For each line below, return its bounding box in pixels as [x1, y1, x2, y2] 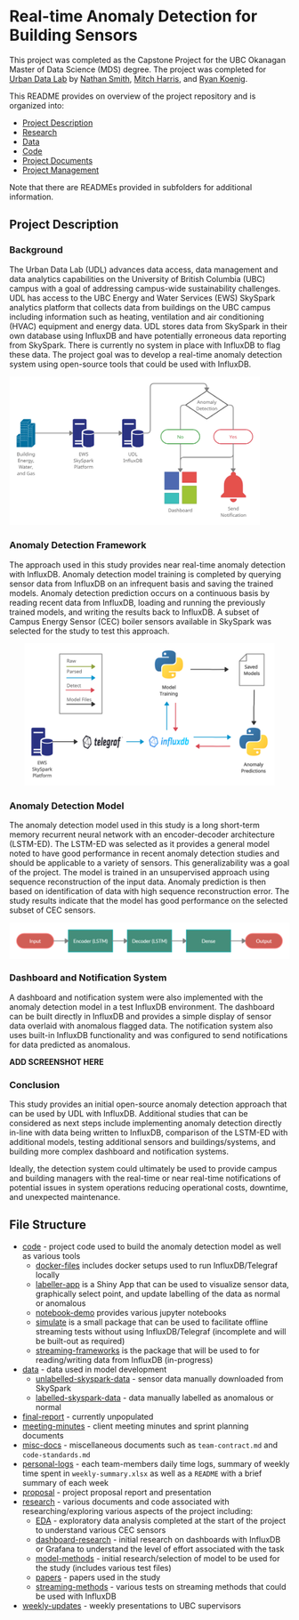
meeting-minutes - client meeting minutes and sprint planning [21, 1421, 249, 1431]
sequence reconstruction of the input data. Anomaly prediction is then [9, 876, 267, 887]
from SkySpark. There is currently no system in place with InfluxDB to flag [9, 340, 281, 351]
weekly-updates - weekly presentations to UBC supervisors [21, 1600, 242, 1611]
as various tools [21, 1250, 81, 1261]
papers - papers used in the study [35, 1572, 161, 1583]
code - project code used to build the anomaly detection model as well [21, 1241, 282, 1252]
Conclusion [9, 1078, 61, 1091]
